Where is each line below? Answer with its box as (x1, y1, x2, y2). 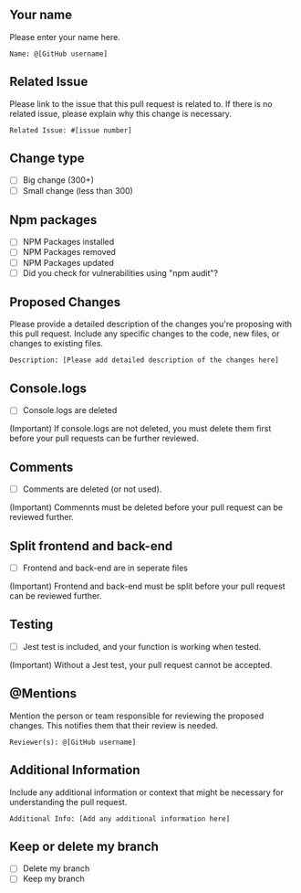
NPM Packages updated (22, 257, 114, 268)
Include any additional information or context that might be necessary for (9, 786, 285, 798)
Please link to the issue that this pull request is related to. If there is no (9, 98, 273, 109)
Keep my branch (22, 873, 85, 885)
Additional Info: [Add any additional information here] (9, 813, 231, 824)
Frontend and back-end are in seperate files (22, 562, 189, 573)
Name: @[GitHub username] (9, 49, 108, 58)
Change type (9, 151, 85, 166)
